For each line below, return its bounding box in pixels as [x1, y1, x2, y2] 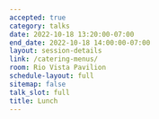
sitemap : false [9, 80, 66, 89]
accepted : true [9, 13, 66, 22]
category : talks [9, 21, 70, 30]
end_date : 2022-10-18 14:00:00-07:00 [9, 38, 151, 47]
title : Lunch [9, 96, 58, 106]
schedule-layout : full [9, 72, 94, 81]
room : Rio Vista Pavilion [9, 64, 106, 72]
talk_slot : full [9, 88, 70, 97]
